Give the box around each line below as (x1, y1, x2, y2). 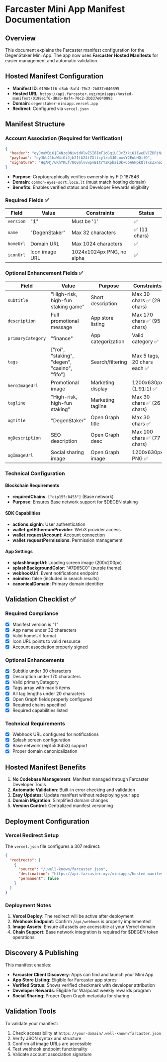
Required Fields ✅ (5, 197, 49, 204)
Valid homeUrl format (12, 632, 56, 638)
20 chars (131, 358, 153, 365)
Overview (5, 34, 36, 42)
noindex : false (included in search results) (12, 576, 99, 581)
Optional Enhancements (5, 656, 65, 663)
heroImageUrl (7, 383, 39, 389)
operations (12, 935, 35, 941)
